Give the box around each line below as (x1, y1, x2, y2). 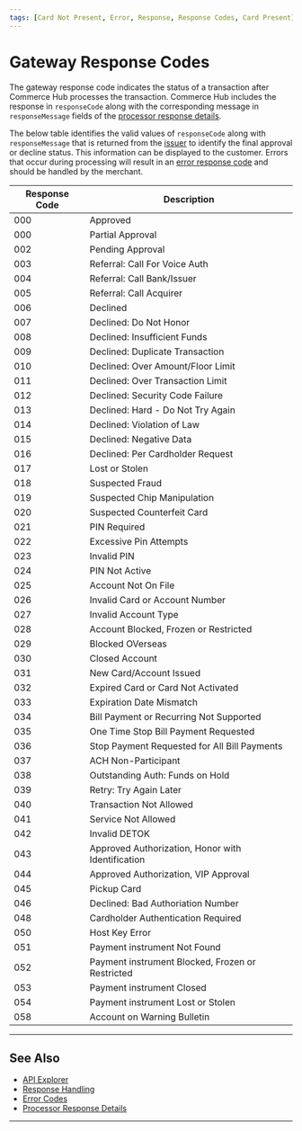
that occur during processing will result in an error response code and (9, 156, 269, 167)
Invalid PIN (89, 549, 135, 562)
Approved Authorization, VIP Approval (89, 868, 250, 880)
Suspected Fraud (89, 476, 162, 489)
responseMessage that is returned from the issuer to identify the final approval (9, 137, 293, 148)
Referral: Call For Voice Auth (89, 257, 209, 270)
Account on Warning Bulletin (89, 1011, 210, 1023)
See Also (9, 1050, 60, 1065)
